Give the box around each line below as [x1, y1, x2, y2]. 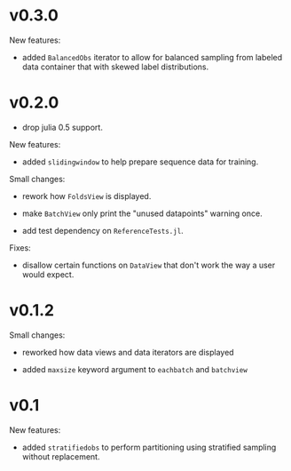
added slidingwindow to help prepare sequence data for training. [21, 156, 259, 167]
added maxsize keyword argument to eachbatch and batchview [21, 363, 248, 374]
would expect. [21, 268, 75, 280]
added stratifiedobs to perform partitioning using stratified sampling [21, 442, 277, 452]
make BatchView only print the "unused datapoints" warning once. [21, 208, 263, 219]
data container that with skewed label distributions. [21, 61, 209, 72]
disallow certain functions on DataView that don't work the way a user [21, 259, 276, 270]
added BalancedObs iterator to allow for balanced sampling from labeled [21, 52, 283, 62]
